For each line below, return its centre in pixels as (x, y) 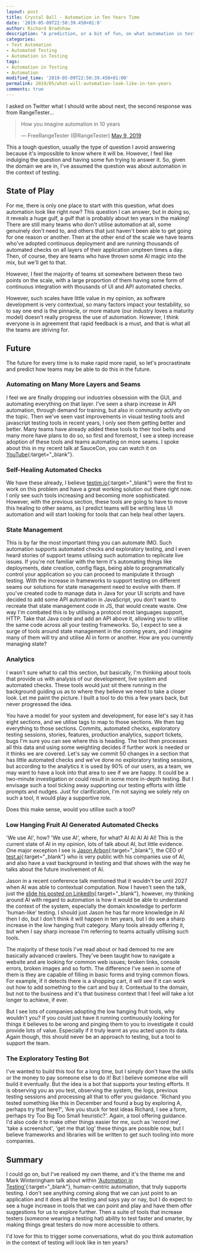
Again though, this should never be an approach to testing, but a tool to (93, 1036)
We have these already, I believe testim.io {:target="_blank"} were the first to (99, 483)
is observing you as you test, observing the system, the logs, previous (92, 1091)
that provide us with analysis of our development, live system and (87, 679)
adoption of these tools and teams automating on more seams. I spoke (93, 442)
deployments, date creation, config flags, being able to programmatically (95, 568)
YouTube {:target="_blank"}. (40, 454)
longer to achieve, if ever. (37, 1000)
